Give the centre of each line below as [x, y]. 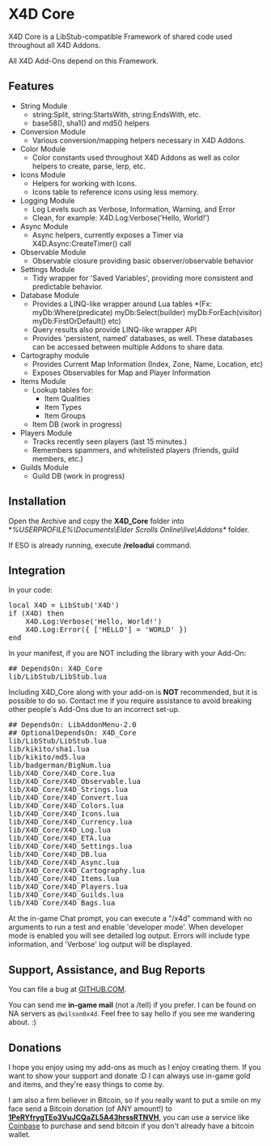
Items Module [43, 381]
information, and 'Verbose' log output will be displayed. [100, 944]
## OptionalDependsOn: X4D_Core [72, 733]
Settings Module [47, 269]
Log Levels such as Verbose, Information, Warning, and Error [134, 209]
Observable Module [53, 252]
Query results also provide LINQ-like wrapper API [114, 330]
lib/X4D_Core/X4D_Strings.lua [68, 790]
